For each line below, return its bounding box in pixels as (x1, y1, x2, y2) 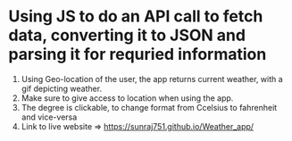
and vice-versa (21, 112, 78, 122)
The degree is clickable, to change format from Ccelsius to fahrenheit (21, 102, 278, 112)
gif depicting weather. (21, 83, 103, 94)
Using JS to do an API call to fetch (8, 6, 263, 27)
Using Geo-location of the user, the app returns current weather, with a (21, 73, 283, 84)
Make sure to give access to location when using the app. (21, 92, 234, 104)
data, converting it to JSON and (8, 25, 246, 46)
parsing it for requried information (8, 45, 267, 64)
